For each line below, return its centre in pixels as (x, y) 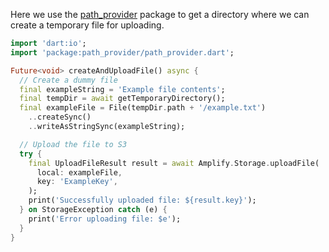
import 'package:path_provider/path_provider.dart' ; (122, 52)
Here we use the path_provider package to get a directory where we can (160, 14)
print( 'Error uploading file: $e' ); (105, 219)
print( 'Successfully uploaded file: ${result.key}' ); (142, 200)
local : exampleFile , (79, 172)
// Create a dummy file (68, 80)
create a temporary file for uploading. (87, 25)
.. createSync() (60, 117)
